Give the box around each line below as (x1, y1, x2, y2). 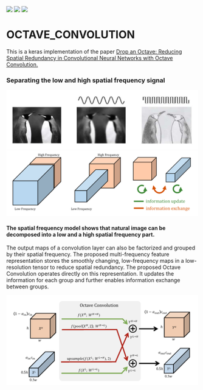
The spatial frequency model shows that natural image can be (6, 224, 166, 231)
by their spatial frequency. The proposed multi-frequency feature (6, 251, 170, 258)
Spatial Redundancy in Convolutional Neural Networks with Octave (6, 54, 173, 61)
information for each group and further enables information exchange (6, 277, 181, 284)
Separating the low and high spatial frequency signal (6, 76, 165, 85)
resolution (6, 263, 32, 271)
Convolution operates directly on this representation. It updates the (6, 270, 174, 277)
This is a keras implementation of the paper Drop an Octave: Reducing (6, 47, 182, 55)
